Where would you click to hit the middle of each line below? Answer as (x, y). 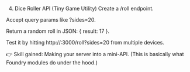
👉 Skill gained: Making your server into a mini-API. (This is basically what (95, 54)
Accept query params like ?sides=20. (51, 20)
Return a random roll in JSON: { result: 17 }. (58, 31)
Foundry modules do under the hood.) (52, 63)
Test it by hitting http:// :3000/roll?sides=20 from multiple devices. (85, 42)
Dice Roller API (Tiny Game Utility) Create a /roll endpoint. (84, 8)
